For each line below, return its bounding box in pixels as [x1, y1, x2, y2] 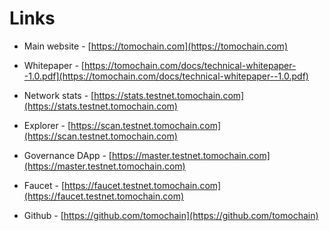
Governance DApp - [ [23, 149, 112, 161]
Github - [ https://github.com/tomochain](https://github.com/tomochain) [23, 209, 319, 221]
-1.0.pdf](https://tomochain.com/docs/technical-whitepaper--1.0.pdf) [23, 70, 309, 82]
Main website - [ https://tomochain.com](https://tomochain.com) [23, 40, 288, 52]
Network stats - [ [23, 89, 95, 101]
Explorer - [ [23, 119, 72, 131]
